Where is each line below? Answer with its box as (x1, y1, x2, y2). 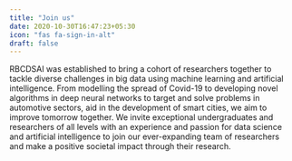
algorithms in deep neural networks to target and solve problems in (9, 93, 260, 104)
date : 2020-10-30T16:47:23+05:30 (9, 22, 136, 31)
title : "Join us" (9, 13, 75, 23)
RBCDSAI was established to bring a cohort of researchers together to (9, 64, 272, 75)
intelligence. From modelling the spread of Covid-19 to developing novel (9, 83, 278, 94)
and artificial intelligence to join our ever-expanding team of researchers (9, 131, 279, 142)
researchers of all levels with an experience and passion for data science (9, 122, 283, 133)
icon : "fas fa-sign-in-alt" (9, 30, 116, 39)
